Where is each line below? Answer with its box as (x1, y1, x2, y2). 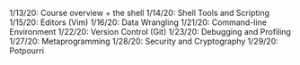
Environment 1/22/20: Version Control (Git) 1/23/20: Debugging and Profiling (9, 27, 292, 37)
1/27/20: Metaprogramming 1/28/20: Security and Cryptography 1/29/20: (9, 36, 278, 46)
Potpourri (9, 45, 45, 56)
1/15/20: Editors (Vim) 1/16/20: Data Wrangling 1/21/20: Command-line (9, 17, 268, 28)
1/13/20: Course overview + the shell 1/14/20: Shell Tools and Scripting (9, 8, 270, 18)
